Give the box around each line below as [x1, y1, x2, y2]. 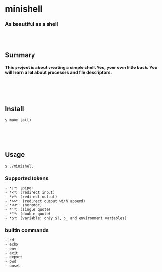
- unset [5, 263, 21, 268]
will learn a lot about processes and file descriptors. [5, 69, 112, 76]
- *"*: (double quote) [5, 211, 51, 216]
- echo [5, 242, 18, 247]
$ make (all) [5, 118, 32, 122]
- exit [5, 251, 18, 255]
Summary [5, 51, 35, 59]
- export [5, 255, 23, 260]
